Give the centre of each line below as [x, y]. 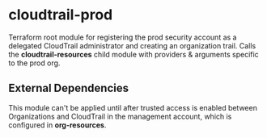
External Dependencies [69, 88]
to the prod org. [34, 63]
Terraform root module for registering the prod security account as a [123, 37]
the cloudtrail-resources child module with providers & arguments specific [133, 54]
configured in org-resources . [57, 125]
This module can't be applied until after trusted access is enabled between [133, 107]
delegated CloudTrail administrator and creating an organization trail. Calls [132, 45]
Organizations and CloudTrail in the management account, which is [120, 116]
